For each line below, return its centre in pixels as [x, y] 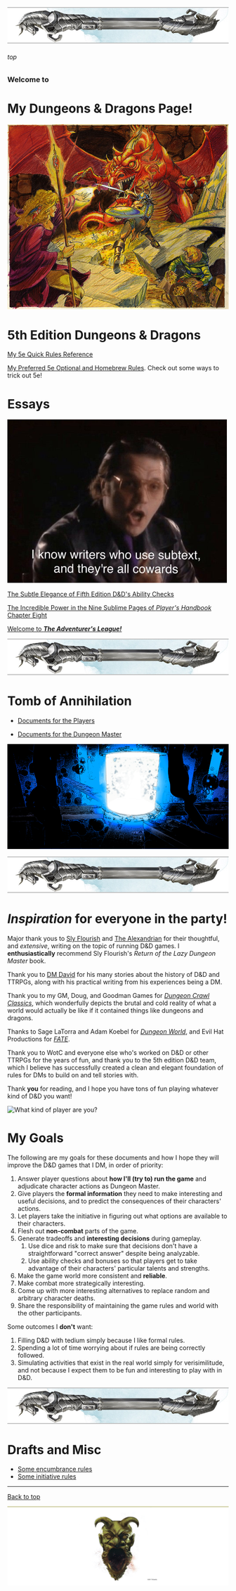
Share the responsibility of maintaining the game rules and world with [118, 1305]
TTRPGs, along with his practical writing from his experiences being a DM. [115, 982]
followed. [31, 1355]
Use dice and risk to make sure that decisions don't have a [113, 1246]
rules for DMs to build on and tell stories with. [73, 1074]
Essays [29, 404]
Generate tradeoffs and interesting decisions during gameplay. [110, 1238]
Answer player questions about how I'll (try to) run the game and [112, 1178]
